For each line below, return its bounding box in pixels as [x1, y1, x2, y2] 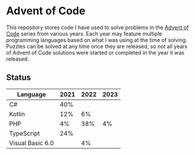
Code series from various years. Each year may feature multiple [6, 30, 162, 37]
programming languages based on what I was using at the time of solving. [6, 36, 187, 43]
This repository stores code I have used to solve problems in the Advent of [6, 24, 189, 31]
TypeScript [9, 129, 40, 137]
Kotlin [9, 110, 26, 118]
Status [6, 72, 32, 83]
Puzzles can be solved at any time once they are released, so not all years [6, 43, 188, 50]
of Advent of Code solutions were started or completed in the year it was [6, 49, 185, 56]
